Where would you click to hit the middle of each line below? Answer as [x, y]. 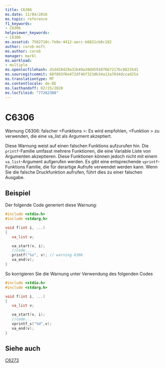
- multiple [16, 65]
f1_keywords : [19, 24]
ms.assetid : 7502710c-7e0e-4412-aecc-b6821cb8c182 [58, 42]
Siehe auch [23, 348]
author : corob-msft [25, 47]
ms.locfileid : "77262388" [32, 93]
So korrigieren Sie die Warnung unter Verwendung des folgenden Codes [79, 274]
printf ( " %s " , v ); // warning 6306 [47, 255]
